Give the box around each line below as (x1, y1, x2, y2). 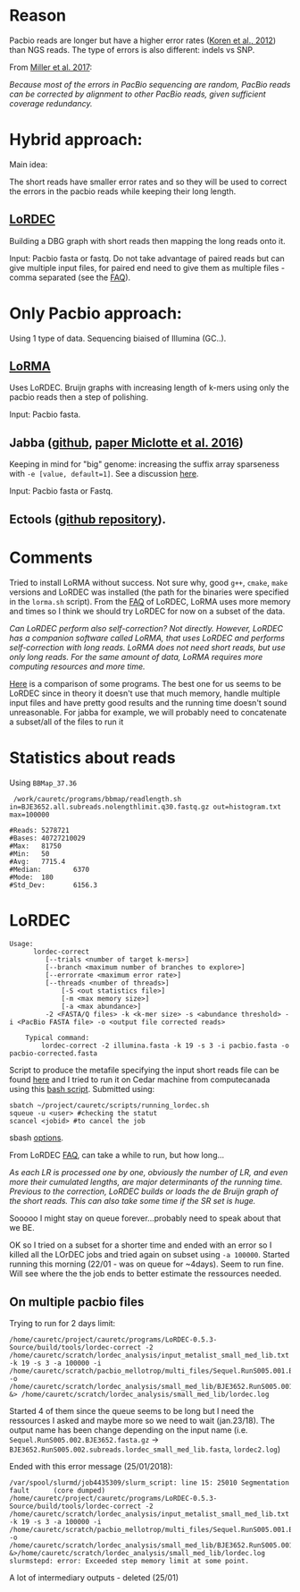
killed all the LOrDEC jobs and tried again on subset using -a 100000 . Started (9, 1249, 290, 1260)
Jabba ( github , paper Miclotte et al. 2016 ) (9, 435, 244, 450)
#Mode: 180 (9, 873, 54, 882)
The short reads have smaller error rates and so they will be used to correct (9, 176, 287, 187)
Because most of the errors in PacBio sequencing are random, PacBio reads (9, 79, 291, 89)
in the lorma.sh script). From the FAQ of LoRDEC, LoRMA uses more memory (9, 596, 291, 606)
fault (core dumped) (9, 1486, 105, 1495)
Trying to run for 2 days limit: (9, 1318, 116, 1329)
